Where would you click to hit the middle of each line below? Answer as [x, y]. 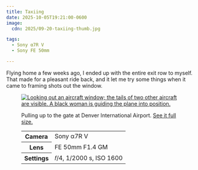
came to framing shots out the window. [55, 85]
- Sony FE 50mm [31, 51]
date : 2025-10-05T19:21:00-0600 [46, 17]
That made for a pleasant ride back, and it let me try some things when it [96, 79]
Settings [37, 158]
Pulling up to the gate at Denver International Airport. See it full [99, 115]
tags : [13, 40]
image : [14, 23]
